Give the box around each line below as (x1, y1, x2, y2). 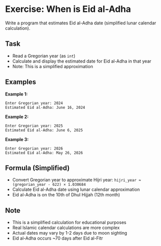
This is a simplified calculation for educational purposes (12, 220, 126, 226)
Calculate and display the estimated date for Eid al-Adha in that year (12, 58, 152, 64)
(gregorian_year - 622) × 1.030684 (12, 182, 86, 187)
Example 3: (5, 136, 29, 142)
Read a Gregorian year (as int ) (12, 53, 76, 59)
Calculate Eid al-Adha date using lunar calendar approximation (12, 186, 140, 192)
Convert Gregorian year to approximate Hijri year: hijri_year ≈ (12, 177, 141, 183)
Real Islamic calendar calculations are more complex (12, 225, 120, 231)
